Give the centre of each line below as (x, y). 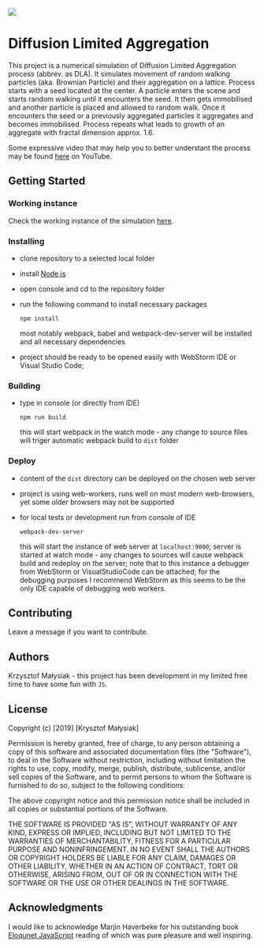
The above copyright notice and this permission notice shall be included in (129, 800)
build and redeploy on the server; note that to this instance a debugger (134, 563)
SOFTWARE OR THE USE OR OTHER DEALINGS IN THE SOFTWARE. (119, 882)
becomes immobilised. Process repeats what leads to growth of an (116, 124)
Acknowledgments (56, 908)
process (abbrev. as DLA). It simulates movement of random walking (119, 73)
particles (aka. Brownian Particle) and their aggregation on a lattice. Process (132, 82)
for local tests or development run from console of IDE (108, 517)
